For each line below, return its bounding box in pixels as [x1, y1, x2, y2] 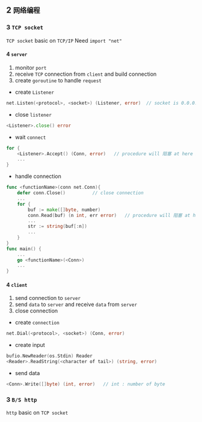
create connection [14, 319, 60, 326]
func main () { [6, 246, 42, 252]
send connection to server [14, 295, 81, 302]
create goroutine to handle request [14, 76, 102, 84]
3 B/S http [6, 395, 37, 403]
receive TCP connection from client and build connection [14, 70, 157, 78]
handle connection [14, 173, 62, 180]
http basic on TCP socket [6, 409, 69, 417]
